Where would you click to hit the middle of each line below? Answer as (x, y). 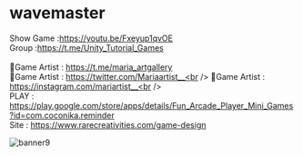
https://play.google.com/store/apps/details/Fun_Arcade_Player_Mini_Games (151, 105)
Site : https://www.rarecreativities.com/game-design (108, 124)
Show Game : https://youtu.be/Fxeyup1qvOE (91, 38)
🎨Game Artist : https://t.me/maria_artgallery (91, 67)
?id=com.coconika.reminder (62, 115)
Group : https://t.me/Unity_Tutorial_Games (86, 47)
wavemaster (58, 13)
